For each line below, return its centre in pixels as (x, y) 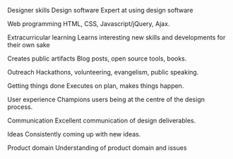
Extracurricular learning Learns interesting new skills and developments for (116, 37)
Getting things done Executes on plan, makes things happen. (96, 86)
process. (20, 107)
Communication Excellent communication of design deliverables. (102, 120)
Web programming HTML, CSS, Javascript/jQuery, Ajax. (89, 24)
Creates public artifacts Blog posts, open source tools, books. (97, 58)
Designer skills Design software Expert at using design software (100, 10)
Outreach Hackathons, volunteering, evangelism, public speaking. (103, 72)
